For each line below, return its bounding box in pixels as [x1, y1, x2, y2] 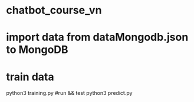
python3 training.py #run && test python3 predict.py [6, 90, 133, 97]
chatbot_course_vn [6, 4, 102, 17]
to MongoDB [6, 43, 69, 57]
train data [6, 70, 54, 83]
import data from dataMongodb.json [6, 31, 189, 44]
